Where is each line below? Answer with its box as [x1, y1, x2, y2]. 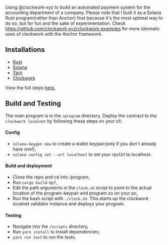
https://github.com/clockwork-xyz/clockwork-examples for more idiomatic [5, 26, 160, 32]
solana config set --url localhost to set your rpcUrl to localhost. [12, 151, 152, 157]
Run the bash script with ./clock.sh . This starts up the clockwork [12, 196, 149, 202]
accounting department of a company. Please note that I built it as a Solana [5, 10, 161, 16]
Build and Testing [5, 99, 62, 108]
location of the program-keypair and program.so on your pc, [12, 190, 138, 196]
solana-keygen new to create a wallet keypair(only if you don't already [12, 140, 157, 146]
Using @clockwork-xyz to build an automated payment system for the [5, 5, 150, 10]
